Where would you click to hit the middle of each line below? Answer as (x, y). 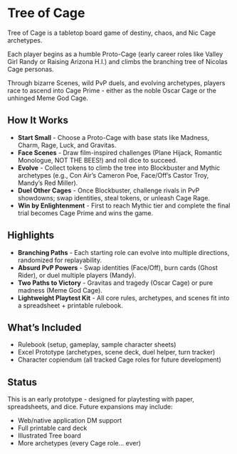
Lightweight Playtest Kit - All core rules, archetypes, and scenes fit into (123, 298)
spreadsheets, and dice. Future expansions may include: (90, 407)
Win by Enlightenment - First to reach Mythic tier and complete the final (124, 205)
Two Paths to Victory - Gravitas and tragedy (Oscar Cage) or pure (115, 283)
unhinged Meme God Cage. (48, 98)
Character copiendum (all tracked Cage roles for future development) (120, 360)
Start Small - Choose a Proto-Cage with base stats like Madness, (114, 137)
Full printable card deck (52, 428)
